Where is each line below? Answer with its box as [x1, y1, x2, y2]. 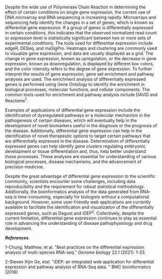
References [5, 235, 29, 241]
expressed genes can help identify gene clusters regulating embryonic [5, 143, 146, 149]
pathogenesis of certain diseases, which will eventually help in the [5, 117, 137, 123]
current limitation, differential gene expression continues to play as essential [5, 215, 157, 221]
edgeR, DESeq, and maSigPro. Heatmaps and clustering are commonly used [5, 46, 157, 51]
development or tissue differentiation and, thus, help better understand [5, 148, 146, 154]
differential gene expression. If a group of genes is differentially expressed [5, 25, 153, 31]
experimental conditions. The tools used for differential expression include [5, 40, 153, 46]
